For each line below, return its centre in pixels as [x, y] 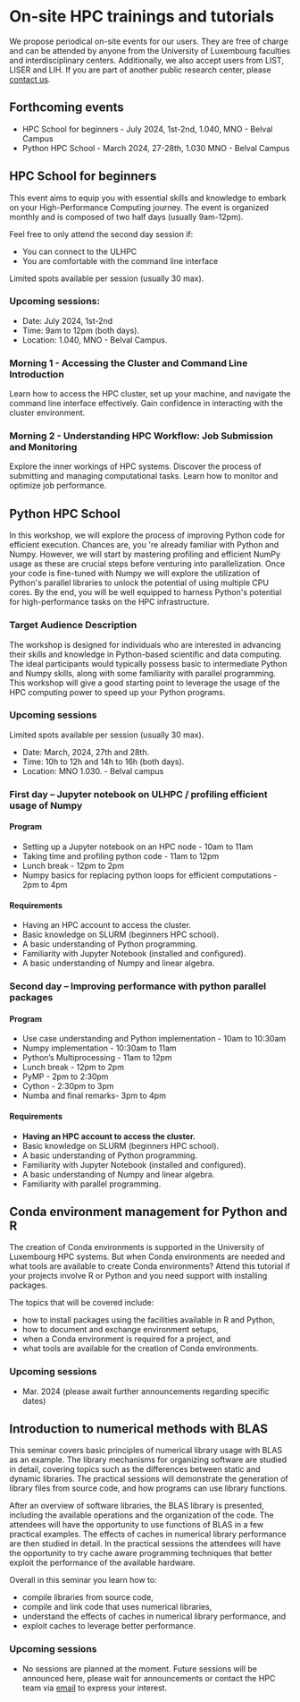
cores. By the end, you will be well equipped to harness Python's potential [146, 592]
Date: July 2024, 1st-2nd [67, 320]
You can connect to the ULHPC [79, 251]
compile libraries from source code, [87, 1597]
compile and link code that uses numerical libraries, [117, 1607]
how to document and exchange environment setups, [120, 1330]
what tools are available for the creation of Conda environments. [140, 1349]
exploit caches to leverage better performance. [109, 1626]
